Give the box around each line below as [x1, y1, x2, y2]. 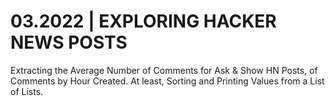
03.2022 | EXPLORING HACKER [10, 10, 277, 33]
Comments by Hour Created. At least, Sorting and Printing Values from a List [10, 75, 325, 87]
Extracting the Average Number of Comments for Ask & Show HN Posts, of [10, 64, 318, 76]
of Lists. [10, 85, 44, 97]
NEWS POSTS [10, 31, 128, 54]
